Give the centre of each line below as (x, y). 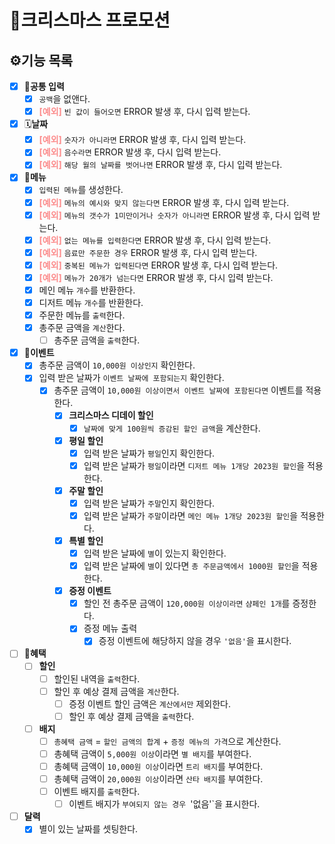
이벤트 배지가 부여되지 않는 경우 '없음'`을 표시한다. (164, 804)
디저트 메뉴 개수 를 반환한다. (91, 302)
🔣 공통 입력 (44, 86)
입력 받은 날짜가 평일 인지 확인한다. (149, 453)
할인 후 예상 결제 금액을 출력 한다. (131, 716)
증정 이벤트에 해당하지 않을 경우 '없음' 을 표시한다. (195, 641)
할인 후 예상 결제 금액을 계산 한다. (116, 691)
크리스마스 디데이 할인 (111, 415)
